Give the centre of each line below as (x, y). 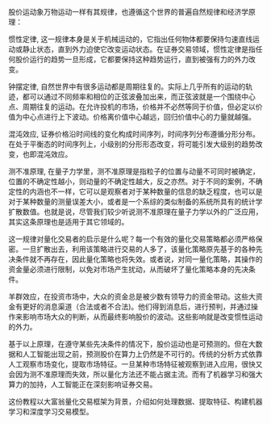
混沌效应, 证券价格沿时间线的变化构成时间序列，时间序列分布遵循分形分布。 (134, 134)
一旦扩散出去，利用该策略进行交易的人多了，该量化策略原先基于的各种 (139, 249)
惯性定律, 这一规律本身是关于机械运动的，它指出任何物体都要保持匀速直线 (130, 39)
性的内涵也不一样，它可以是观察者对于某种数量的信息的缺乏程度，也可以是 (139, 191)
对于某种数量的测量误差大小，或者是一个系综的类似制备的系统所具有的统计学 (135, 202)
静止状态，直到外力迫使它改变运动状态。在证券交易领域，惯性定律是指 (139, 49)
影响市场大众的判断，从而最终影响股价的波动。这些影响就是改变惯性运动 (142, 317)
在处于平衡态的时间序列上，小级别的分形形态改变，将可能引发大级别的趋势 (132, 144)
